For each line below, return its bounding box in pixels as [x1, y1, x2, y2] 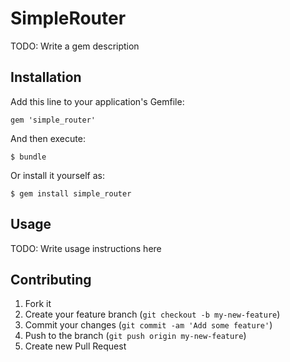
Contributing [10, 271, 92, 288]
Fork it [24, 298, 52, 310]
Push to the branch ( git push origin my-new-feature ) [24, 330, 247, 342]
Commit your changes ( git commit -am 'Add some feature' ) [24, 319, 273, 331]
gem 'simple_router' [10, 115, 97, 125]
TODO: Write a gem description [10, 40, 140, 52]
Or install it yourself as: [10, 169, 105, 181]
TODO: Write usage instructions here [10, 242, 162, 254]
